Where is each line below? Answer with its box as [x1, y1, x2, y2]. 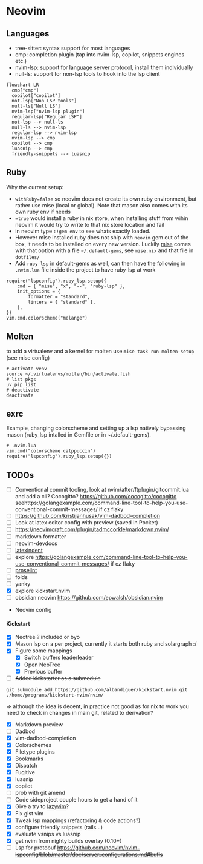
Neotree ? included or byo [14, 634, 80, 641]
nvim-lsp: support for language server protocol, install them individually [14, 64, 193, 71]
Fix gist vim [14, 809, 44, 817]
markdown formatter [14, 532, 66, 540]
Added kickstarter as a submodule [14, 674, 101, 681]
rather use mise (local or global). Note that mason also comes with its [14, 201, 188, 209]
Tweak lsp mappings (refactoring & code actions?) [14, 817, 141, 824]
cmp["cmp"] [11, 87, 39, 93]
